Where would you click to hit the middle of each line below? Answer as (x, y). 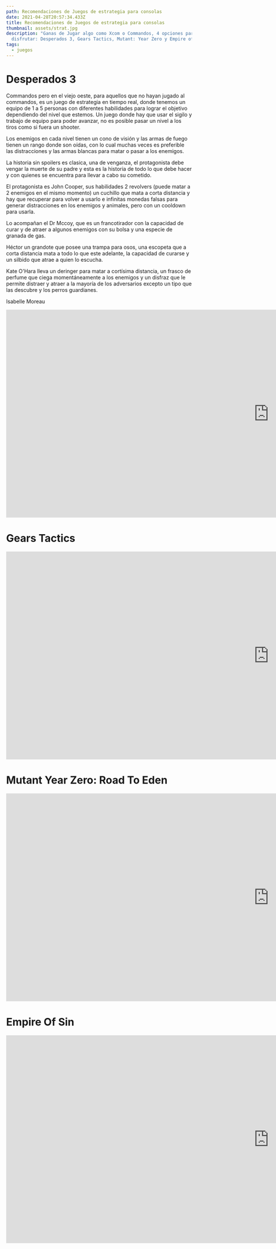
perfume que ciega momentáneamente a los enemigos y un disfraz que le (96, 277)
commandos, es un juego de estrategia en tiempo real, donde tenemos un (96, 102)
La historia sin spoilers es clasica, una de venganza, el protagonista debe (95, 162)
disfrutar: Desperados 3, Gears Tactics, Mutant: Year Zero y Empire (98, 39)
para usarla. (21, 212)
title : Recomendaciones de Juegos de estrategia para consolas (86, 22)
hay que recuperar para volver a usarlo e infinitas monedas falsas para (92, 199)
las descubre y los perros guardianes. (52, 290)
